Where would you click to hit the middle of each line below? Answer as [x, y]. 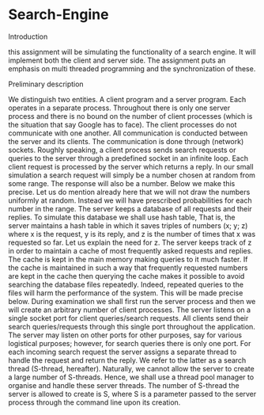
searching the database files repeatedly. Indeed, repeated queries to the [126, 284]
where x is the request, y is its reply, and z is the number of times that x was [132, 234]
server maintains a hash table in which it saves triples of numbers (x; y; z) [128, 225]
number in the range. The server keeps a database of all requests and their [130, 208]
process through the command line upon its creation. [94, 402]
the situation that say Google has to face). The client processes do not [123, 124]
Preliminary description [46, 84]
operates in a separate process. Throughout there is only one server [119, 108]
